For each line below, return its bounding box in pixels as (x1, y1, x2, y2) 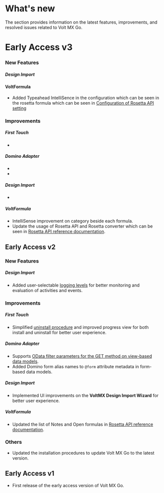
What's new (5, 3, 55, 14)
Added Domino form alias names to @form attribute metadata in (12, 363, 139, 369)
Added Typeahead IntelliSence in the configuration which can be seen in (12, 94, 160, 101)
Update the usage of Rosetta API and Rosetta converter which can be (12, 223, 153, 229)
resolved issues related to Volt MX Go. (5, 24, 82, 30)
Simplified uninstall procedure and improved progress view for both (12, 324, 149, 330)
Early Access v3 (5, 42, 73, 53)
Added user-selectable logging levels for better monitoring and (12, 282, 140, 288)
